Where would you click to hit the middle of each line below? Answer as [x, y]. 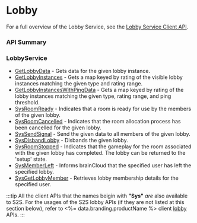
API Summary [26, 42]
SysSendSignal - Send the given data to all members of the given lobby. [103, 134]
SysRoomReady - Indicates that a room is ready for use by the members [103, 109]
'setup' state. [31, 159]
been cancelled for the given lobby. [58, 128]
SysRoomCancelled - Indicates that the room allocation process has [98, 122]
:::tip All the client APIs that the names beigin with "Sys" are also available [97, 196]
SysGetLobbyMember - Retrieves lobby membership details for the [97, 178]
